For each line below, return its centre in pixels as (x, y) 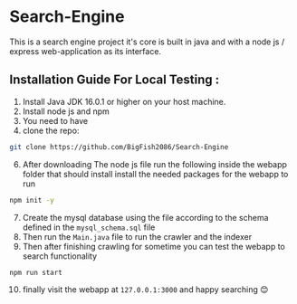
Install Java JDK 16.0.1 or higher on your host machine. (124, 101)
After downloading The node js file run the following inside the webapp (155, 164)
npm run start (36, 272)
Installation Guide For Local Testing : (115, 80)
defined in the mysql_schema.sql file (89, 227)
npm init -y (32, 200)
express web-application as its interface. (85, 51)
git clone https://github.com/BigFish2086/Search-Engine (119, 147)
